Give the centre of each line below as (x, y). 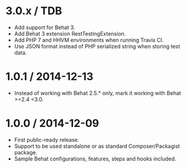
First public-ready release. (47, 140)
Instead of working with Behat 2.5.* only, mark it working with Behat (97, 93)
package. (26, 152)
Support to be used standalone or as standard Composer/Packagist (97, 146)
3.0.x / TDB (34, 11)
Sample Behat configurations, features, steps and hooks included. (95, 159)
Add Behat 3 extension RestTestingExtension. (70, 33)
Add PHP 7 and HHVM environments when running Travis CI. (89, 40)
